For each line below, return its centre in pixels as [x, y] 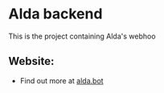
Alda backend [55, 14]
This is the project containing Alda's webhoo [82, 36]
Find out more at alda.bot [61, 80]
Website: [31, 61]
